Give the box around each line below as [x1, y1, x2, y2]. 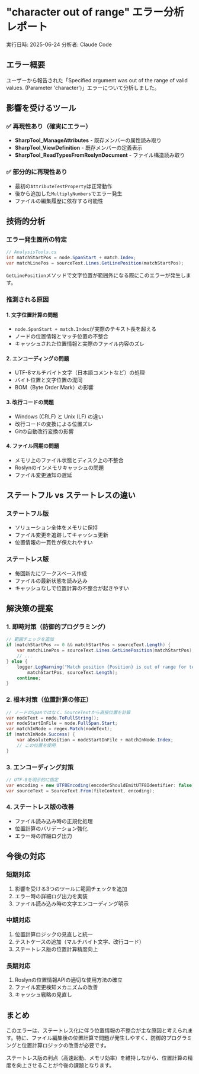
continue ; [17, 675, 41, 681]
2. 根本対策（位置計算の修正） [6, 696, 92, 704]
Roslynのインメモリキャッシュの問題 [14, 464, 104, 471]
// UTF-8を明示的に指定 [6, 776, 59, 783]
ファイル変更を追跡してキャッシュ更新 [14, 531, 108, 538]
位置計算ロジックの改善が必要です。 [21, 1041, 110, 1049]
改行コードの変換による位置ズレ [14, 420, 93, 427]
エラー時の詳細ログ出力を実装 [14, 892, 88, 899]
